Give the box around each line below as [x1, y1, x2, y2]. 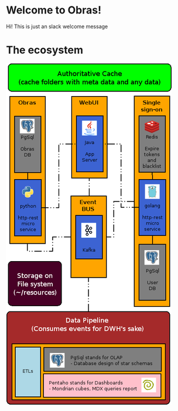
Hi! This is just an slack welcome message [6, 23, 108, 30]
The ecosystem [6, 43, 84, 57]
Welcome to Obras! [6, 4, 101, 17]
